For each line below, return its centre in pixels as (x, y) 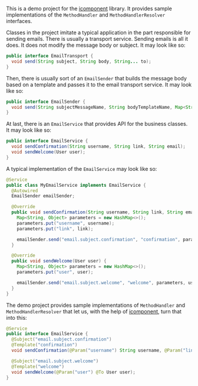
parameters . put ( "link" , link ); (55, 229)
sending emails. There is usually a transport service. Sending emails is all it (97, 39)
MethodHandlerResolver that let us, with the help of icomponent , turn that (94, 311)
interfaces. (19, 21)
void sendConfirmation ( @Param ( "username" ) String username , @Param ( (97, 351)
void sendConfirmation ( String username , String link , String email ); (98, 147)
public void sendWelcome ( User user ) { (59, 261)
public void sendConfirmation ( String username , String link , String (97, 212)
